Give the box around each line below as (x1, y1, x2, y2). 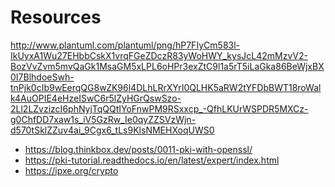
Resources (10, 6, 102, 29)
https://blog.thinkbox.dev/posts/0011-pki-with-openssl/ (24, 143, 253, 155)
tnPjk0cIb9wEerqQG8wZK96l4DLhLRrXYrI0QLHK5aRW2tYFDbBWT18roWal (10, 81, 322, 93)
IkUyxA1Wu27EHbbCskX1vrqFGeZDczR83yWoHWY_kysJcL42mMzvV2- (10, 49, 308, 61)
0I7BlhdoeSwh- (10, 71, 75, 83)
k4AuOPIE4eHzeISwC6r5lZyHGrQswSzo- (10, 92, 182, 104)
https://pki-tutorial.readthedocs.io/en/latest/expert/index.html (24, 154, 280, 166)
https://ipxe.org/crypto (24, 164, 119, 176)
